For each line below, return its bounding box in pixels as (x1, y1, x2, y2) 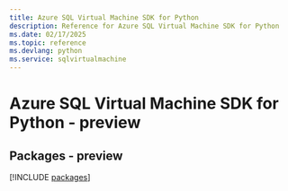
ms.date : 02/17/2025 (9, 30, 87, 39)
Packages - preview (9, 148, 123, 163)
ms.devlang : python (9, 47, 83, 56)
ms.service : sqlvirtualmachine (9, 55, 127, 64)
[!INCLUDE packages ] (9, 172, 91, 182)
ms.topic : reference (9, 38, 87, 48)
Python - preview (9, 113, 141, 133)
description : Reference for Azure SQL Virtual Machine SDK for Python (9, 22, 280, 30)
